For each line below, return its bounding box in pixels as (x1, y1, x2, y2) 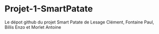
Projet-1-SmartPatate (4, 3, 93, 14)
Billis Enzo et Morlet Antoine (4, 24, 62, 30)
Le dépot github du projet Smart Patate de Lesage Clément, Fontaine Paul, (4, 19, 155, 25)
